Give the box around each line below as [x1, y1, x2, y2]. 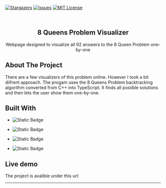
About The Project [5, 61, 63, 69]
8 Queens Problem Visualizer [37, 29, 129, 37]
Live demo [5, 160, 38, 168]
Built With [5, 104, 36, 113]
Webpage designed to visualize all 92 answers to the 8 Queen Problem [5, 41, 150, 47]
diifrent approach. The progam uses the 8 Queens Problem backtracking [5, 79, 153, 85]
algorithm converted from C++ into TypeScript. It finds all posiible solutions [5, 84, 159, 91]
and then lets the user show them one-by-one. [5, 90, 100, 95]
